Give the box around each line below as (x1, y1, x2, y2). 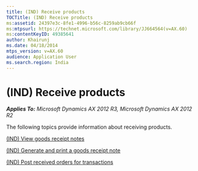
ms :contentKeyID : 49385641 (6, 31, 74, 37)
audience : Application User (6, 54, 77, 60)
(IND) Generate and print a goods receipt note (6, 147, 121, 154)
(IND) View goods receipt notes (6, 135, 85, 143)
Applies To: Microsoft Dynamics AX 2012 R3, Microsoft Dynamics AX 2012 (6, 105, 193, 112)
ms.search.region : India (6, 59, 69, 65)
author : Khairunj (6, 37, 50, 43)
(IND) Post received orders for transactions (6, 158, 113, 166)
